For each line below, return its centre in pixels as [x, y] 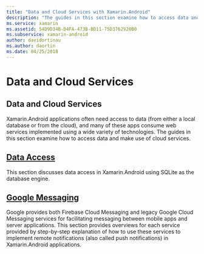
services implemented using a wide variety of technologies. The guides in [99, 132]
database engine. [28, 178]
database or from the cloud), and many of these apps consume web [91, 125]
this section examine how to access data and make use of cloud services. [99, 138]
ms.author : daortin [31, 46]
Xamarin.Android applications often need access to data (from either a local [101, 119]
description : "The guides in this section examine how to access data [97, 18]
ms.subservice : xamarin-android [47, 35]
